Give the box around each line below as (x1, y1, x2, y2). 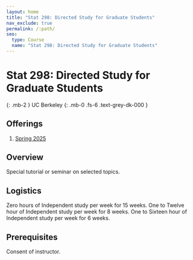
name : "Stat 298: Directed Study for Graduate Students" (11, 43, 158, 49)
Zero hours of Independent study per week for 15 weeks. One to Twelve (6, 201, 185, 209)
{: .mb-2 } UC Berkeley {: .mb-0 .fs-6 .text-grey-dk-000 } (6, 101, 148, 109)
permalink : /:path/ (6, 25, 55, 32)
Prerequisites (6, 232, 58, 242)
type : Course (11, 37, 45, 43)
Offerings (6, 119, 43, 129)
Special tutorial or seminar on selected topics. (6, 168, 121, 176)
